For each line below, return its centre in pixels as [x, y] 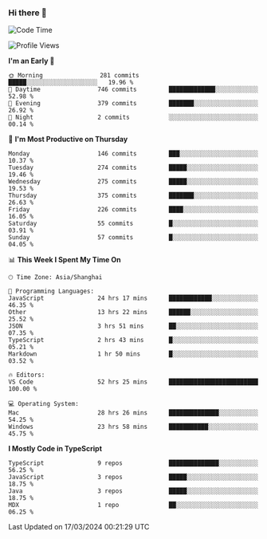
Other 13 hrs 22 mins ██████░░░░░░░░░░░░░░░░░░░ [133, 313]
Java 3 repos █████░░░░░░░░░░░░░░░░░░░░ [133, 491]
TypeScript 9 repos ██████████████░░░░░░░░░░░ [133, 463]
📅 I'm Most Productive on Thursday [68, 140]
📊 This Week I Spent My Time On [65, 260]
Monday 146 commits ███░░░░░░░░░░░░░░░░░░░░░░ [133, 154]
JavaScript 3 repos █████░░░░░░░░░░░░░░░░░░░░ [133, 478]
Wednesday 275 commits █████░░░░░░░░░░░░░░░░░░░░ [133, 182]
